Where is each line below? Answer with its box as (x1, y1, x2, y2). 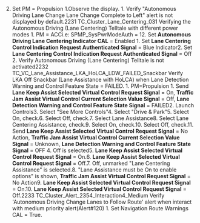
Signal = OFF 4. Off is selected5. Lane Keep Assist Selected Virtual (12, 147, 183, 154)
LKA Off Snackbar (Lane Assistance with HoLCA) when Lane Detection (12, 76, 189, 83)
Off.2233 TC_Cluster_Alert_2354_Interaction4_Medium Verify (12, 192, 165, 199)
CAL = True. (12, 211, 42, 218)
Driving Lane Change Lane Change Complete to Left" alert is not (12, 12, 173, 19)
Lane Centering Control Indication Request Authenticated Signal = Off (12, 50, 192, 57)
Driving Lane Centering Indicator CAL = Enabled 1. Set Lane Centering (12, 38, 191, 44)
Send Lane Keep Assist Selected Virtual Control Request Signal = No (12, 127, 188, 135)
